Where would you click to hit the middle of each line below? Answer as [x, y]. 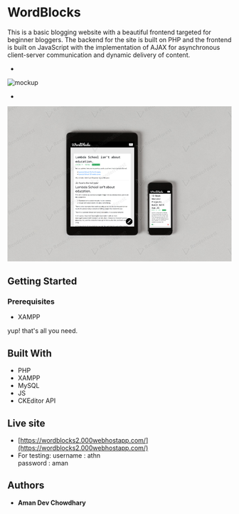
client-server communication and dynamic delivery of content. [99, 55]
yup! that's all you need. [43, 331]
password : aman [43, 463]
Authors [26, 485]
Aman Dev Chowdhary [52, 503]
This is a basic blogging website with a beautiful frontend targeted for [110, 32]
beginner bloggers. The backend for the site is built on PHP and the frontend [119, 39]
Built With [30, 353]
